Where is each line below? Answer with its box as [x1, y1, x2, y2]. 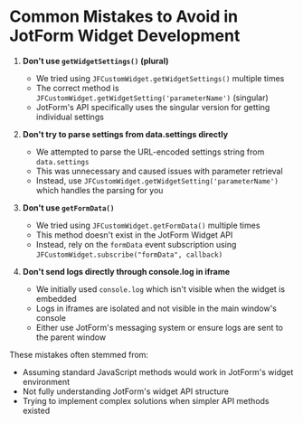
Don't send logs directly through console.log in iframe [22, 266, 231, 277]
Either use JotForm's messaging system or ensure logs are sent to [35, 322, 283, 333]
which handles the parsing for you [35, 184, 164, 195]
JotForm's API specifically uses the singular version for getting [35, 101, 270, 112]
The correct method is [35, 82, 119, 93]
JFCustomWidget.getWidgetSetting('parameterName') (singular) [35, 92, 269, 103]
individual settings [35, 111, 104, 122]
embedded [35, 293, 77, 304]
